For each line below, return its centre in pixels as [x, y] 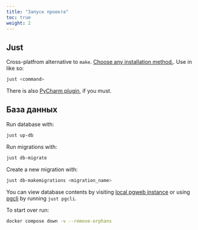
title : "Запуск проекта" [37, 12]
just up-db [20, 135]
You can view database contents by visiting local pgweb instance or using [98, 192]
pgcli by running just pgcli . [41, 198]
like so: [15, 68]
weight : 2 [19, 23]
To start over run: [28, 210]
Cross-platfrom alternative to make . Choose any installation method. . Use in [99, 62]
